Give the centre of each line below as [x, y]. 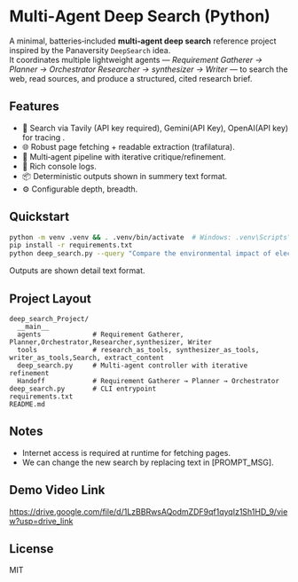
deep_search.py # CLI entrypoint [83, 389]
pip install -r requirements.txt [71, 246]
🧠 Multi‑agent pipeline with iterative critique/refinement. [124, 156]
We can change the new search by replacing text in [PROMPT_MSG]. [148, 462]
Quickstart [39, 217]
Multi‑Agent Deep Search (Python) [140, 16]
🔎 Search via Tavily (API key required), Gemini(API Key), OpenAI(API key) [155, 128]
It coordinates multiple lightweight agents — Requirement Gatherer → [136, 59]
